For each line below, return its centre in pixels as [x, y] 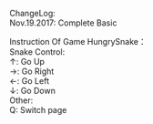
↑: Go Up [27, 62]
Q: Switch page [38, 110]
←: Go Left [30, 81]
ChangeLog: [33, 13]
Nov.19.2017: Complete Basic [63, 23]
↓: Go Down [33, 91]
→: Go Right [32, 71]
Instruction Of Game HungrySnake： [78, 41]
